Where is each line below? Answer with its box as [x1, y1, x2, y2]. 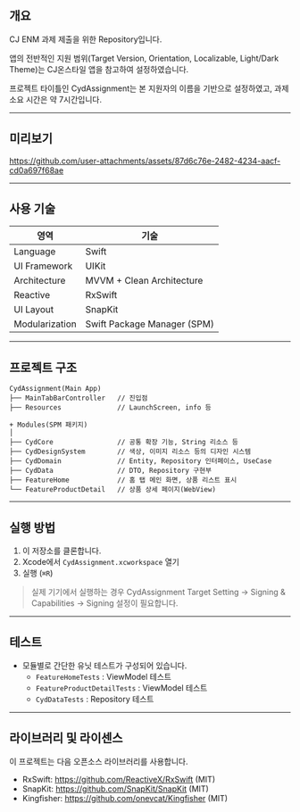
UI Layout [13, 303, 54, 316]
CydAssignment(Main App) [9, 385, 102, 394]
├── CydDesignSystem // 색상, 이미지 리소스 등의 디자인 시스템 [9, 447, 252, 457]
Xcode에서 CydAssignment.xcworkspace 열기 [21, 557, 180, 568]
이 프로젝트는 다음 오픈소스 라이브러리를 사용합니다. [9, 756, 188, 766]
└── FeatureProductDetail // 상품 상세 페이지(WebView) [9, 485, 217, 494]
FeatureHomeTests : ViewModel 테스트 [35, 671, 172, 682]
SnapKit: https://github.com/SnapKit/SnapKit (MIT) [21, 783, 210, 794]
